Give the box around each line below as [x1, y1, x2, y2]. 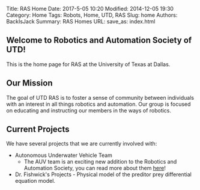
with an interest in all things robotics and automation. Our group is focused [6, 100, 191, 108]
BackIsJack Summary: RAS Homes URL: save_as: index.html [6, 18, 156, 25]
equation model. [14, 177, 56, 185]
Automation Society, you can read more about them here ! [23, 165, 166, 172]
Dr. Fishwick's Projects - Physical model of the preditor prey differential [14, 171, 192, 178]
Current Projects [6, 124, 70, 135]
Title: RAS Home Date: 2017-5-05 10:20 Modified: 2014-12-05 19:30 [6, 5, 174, 12]
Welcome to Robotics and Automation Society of [6, 35, 192, 46]
